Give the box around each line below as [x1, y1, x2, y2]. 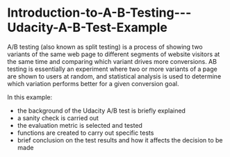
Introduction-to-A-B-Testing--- [7, 5, 192, 21]
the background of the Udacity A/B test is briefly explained [17, 106, 186, 115]
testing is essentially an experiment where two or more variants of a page [7, 65, 217, 73]
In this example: [7, 92, 53, 101]
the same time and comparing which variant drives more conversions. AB [7, 57, 217, 65]
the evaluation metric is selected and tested [17, 121, 142, 129]
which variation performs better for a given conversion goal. [7, 79, 179, 88]
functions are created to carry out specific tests [17, 129, 154, 137]
